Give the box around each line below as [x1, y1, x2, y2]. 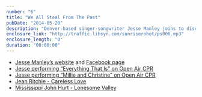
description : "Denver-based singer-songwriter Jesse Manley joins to [6, 25, 185, 32]
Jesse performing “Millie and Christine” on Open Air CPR [14, 71, 156, 78]
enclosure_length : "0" [6, 37, 63, 43]
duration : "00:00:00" [6, 43, 61, 48]
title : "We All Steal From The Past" [6, 14, 101, 20]
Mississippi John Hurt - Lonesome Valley [14, 84, 117, 91]
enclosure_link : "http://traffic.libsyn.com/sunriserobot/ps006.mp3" [6, 31, 185, 37]
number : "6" [6, 8, 36, 15]
